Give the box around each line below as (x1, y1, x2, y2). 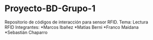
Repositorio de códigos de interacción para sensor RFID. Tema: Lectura (4, 19, 149, 25)
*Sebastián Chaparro (4, 29, 48, 35)
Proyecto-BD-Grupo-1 (4, 3, 96, 14)
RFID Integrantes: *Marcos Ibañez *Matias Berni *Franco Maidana (4, 24, 139, 30)
